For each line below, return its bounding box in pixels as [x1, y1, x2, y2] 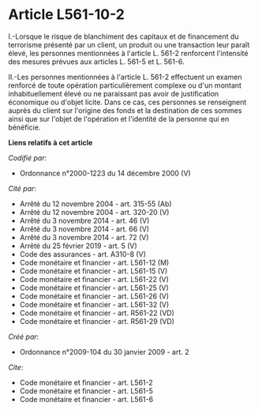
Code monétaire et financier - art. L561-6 [19, 394, 154, 404]
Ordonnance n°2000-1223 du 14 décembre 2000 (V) [19, 168, 191, 178]
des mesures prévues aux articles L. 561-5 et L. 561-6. [8, 57, 185, 66]
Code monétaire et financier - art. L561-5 [19, 386, 154, 396]
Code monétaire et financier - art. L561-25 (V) [19, 283, 170, 292]
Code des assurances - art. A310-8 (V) [19, 249, 146, 258]
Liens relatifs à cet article [8, 137, 93, 147]
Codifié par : [8, 152, 47, 163]
